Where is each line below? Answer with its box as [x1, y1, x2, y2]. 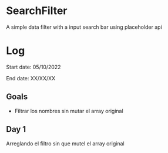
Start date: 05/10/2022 [6, 63, 61, 70]
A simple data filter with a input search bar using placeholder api [6, 23, 163, 30]
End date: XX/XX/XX [6, 74, 56, 81]
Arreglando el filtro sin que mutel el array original [6, 140, 125, 147]
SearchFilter [6, 4, 68, 18]
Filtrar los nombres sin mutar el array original [14, 107, 123, 114]
